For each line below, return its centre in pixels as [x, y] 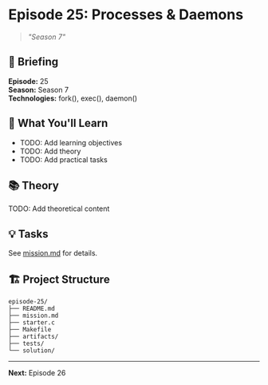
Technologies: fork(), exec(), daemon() [73, 98]
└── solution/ [32, 351]
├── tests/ [26, 343]
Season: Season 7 [39, 89]
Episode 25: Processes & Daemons [126, 15]
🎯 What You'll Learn [58, 123]
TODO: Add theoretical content [59, 208]
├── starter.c [32, 323]
